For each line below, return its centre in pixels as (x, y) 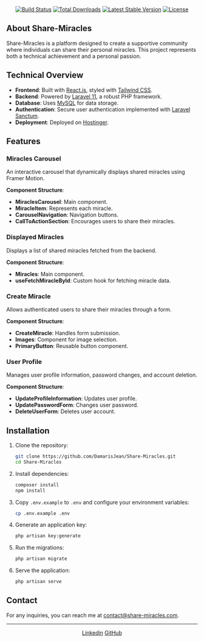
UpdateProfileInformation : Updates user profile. (76, 399)
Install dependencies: (42, 473)
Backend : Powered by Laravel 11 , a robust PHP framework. (88, 96)
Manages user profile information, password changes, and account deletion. (102, 375)
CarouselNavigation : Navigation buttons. (67, 215)
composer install (37, 485)
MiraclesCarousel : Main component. (61, 202)
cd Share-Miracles (38, 462)
